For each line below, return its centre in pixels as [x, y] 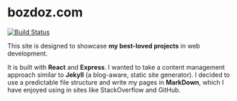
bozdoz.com [45, 12]
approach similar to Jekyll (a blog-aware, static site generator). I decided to [119, 75]
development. [27, 53]
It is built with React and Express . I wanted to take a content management [116, 67]
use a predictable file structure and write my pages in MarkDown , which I [116, 82]
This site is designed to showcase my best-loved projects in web [104, 46]
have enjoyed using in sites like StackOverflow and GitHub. [94, 90]
